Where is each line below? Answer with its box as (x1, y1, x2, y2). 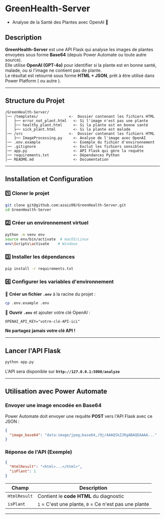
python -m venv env (5, 232, 45, 237)
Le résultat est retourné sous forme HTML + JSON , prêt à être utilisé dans (5, 72, 155, 79)
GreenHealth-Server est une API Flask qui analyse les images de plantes (5, 46, 154, 52)
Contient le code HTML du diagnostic (37, 493, 124, 500)
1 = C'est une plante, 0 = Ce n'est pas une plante (37, 501, 149, 508)
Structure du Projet (5, 97, 65, 105)
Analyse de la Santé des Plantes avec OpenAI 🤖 (12, 19, 109, 25)
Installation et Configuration (5, 175, 93, 183)
